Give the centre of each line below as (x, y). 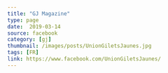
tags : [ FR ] (23, 53)
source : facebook (33, 33)
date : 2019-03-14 (34, 26)
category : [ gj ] (29, 40)
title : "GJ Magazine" (39, 14)
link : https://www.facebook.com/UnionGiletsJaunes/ (84, 59)
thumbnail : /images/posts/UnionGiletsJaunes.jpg (79, 46)
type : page (23, 20)
